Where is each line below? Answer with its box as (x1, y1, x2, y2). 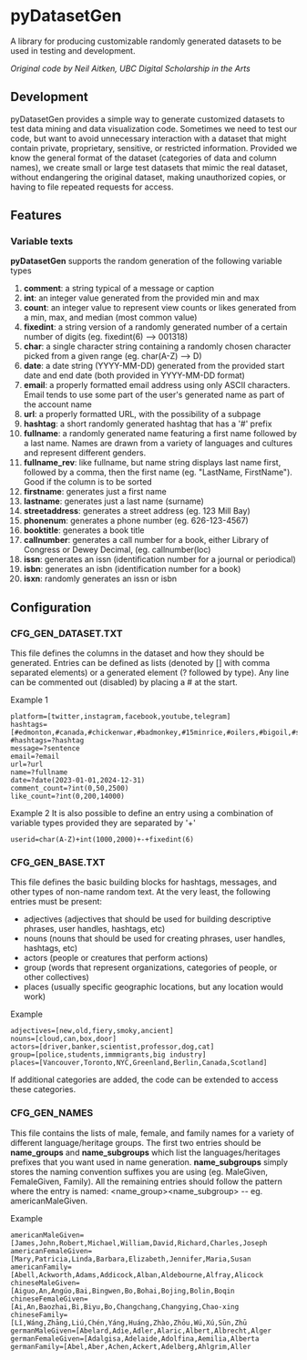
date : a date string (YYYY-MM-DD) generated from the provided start (23, 361, 285, 372)
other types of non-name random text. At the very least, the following (10, 886, 271, 897)
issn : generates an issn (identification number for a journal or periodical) (23, 554, 297, 565)
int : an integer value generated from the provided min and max (23, 292, 260, 303)
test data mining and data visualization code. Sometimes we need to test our (10, 123, 298, 134)
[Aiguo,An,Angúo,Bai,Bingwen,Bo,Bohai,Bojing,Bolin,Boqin (10, 1286, 235, 1295)
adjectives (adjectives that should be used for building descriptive (23, 914, 271, 925)
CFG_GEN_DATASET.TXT (10, 627, 123, 639)
